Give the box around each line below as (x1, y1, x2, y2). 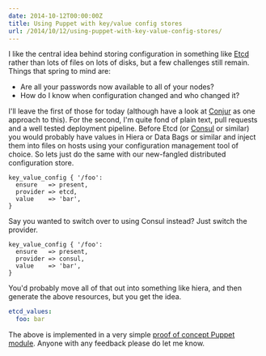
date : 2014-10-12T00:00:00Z (8, 11, 103, 20)
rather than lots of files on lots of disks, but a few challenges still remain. (8, 58, 250, 67)
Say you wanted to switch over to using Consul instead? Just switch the (8, 217, 248, 226)
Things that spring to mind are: (8, 66, 111, 76)
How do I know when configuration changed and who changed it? (19, 91, 240, 101)
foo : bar (15, 315, 45, 324)
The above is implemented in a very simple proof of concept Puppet (8, 330, 235, 340)
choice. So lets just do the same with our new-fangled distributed (8, 149, 226, 159)
